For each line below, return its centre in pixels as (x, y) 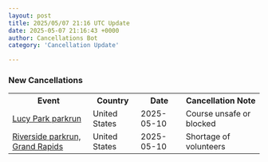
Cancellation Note (221, 101)
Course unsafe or (219, 114)
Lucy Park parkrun (47, 119)
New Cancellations (46, 81)
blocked (201, 124)
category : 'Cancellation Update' (64, 45)
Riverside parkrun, (47, 136)
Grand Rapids (38, 147)
